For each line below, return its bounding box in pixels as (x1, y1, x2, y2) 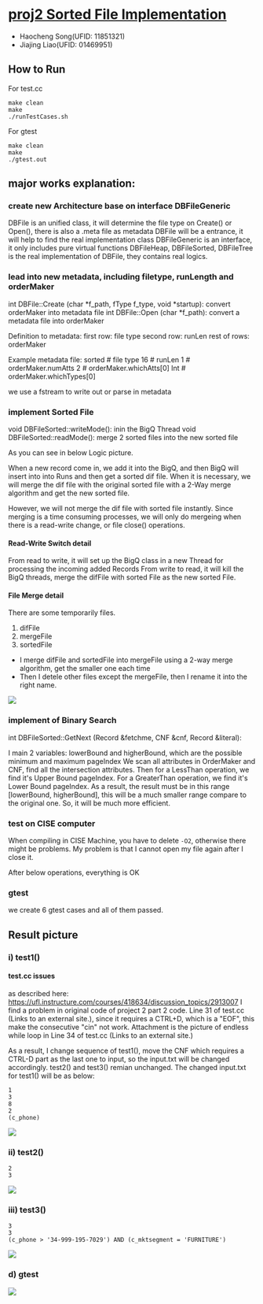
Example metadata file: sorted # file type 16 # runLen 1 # (8, 354, 191, 364)
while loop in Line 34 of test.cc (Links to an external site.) (8, 1030, 194, 1040)
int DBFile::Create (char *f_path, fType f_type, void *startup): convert (8, 299, 231, 309)
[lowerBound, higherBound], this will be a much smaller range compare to (8, 790, 247, 799)
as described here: (8, 988, 69, 998)
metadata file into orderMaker (8, 316, 104, 325)
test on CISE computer (8, 817, 96, 828)
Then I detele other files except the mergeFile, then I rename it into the (19, 672, 247, 682)
